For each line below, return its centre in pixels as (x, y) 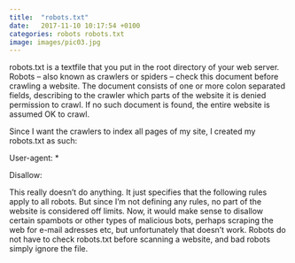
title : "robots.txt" (49, 17)
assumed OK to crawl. (50, 114)
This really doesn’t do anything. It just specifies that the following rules (138, 192)
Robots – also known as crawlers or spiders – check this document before (144, 77)
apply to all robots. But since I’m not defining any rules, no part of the (136, 202)
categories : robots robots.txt (67, 34)
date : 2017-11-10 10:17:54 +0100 (75, 26)
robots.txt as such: (43, 141)
